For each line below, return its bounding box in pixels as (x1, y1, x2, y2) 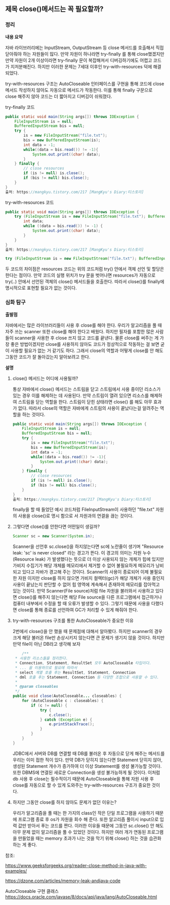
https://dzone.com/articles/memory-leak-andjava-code (5, 878, 120, 884)
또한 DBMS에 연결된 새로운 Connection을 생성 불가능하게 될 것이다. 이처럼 (12, 769, 160, 775)
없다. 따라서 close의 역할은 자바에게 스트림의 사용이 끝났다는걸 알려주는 (18, 405, 159, 411)
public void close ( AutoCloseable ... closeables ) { (12, 693, 122, 699)
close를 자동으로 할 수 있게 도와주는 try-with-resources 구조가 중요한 (12, 782, 151, 788)
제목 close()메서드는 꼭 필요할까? (5, 5, 104, 14)
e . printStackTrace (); (49, 722, 95, 727)
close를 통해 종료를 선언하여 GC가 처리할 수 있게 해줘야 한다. (18, 607, 138, 613)
